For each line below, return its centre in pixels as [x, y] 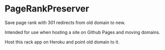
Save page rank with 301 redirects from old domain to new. [65, 22]
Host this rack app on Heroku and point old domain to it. [62, 42]
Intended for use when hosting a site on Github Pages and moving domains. [82, 32]
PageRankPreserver [47, 9]
